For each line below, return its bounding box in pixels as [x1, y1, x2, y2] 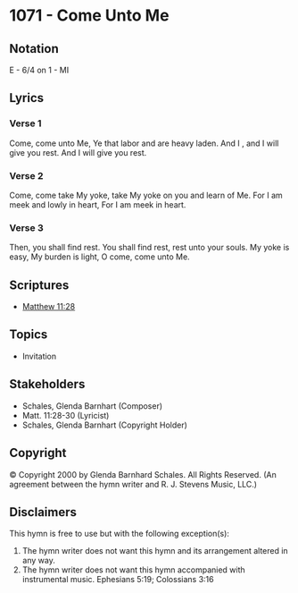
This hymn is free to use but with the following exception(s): [9, 529, 230, 539]
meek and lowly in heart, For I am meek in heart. [9, 199, 186, 210]
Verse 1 [9, 117, 42, 130]
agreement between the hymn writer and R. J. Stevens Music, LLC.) [9, 479, 257, 489]
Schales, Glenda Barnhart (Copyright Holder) [21, 419, 187, 430]
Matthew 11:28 [21, 301, 76, 312]
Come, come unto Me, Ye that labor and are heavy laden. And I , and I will [9, 138, 279, 148]
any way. [21, 555, 55, 566]
